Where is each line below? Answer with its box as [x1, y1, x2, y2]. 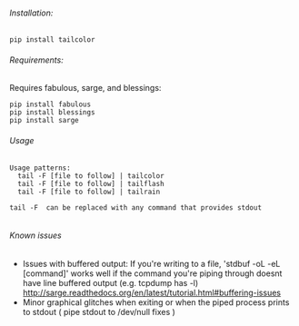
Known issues [9, 230, 62, 241]
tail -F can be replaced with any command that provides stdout [9, 203, 262, 212]
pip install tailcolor [9, 35, 95, 44]
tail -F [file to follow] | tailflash [17, 179, 165, 188]
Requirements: [9, 54, 64, 65]
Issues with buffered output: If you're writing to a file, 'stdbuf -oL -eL [22, 258, 281, 269]
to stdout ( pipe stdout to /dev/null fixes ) [22, 306, 175, 317]
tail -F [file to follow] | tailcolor [17, 171, 165, 181]
